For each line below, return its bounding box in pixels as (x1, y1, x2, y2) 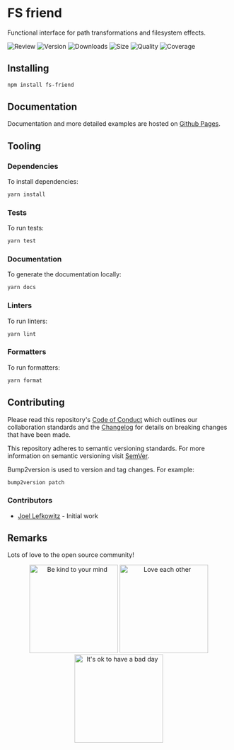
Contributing (7, 397, 65, 409)
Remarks (7, 532, 48, 544)
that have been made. (7, 430, 71, 439)
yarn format (7, 377, 42, 384)
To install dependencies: (7, 177, 79, 186)
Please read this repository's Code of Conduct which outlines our (7, 415, 198, 423)
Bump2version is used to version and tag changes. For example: (7, 465, 194, 474)
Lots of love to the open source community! (7, 551, 134, 559)
